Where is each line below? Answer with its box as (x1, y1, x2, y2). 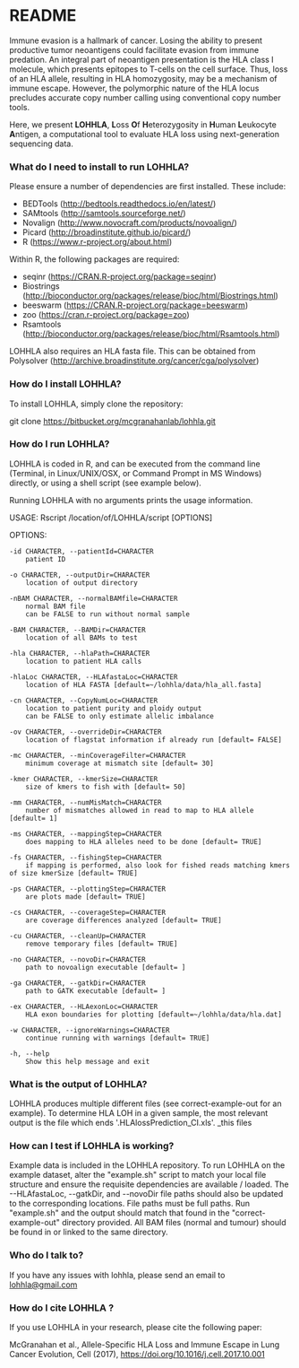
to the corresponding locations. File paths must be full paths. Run (9, 1198, 251, 1209)
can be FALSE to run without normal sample (25, 609, 191, 619)
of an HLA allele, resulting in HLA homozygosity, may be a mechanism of (9, 73, 278, 83)
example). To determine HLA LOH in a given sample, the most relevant (9, 1108, 269, 1119)
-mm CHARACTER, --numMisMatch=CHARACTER (9, 797, 163, 807)
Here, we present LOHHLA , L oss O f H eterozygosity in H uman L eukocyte (9, 118, 278, 130)
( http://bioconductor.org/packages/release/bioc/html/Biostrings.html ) (21, 291, 279, 301)
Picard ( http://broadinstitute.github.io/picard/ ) (21, 227, 192, 238)
